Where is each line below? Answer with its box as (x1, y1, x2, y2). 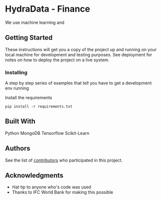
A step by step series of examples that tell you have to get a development (5, 80, 152, 86)
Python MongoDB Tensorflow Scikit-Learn (5, 130, 90, 136)
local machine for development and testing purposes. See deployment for (5, 52, 152, 57)
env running (5, 85, 29, 91)
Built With (5, 117, 35, 126)
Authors (5, 145, 31, 153)
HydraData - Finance (5, 3, 91, 15)
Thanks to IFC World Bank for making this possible (12, 189, 113, 195)
